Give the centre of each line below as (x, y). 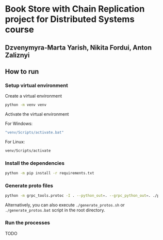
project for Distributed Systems (70, 19)
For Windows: (19, 124)
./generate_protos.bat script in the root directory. (55, 210)
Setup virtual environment (37, 85)
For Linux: (15, 142)
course (19, 30)
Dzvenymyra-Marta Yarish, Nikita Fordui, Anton (78, 47)
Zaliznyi (17, 55)
